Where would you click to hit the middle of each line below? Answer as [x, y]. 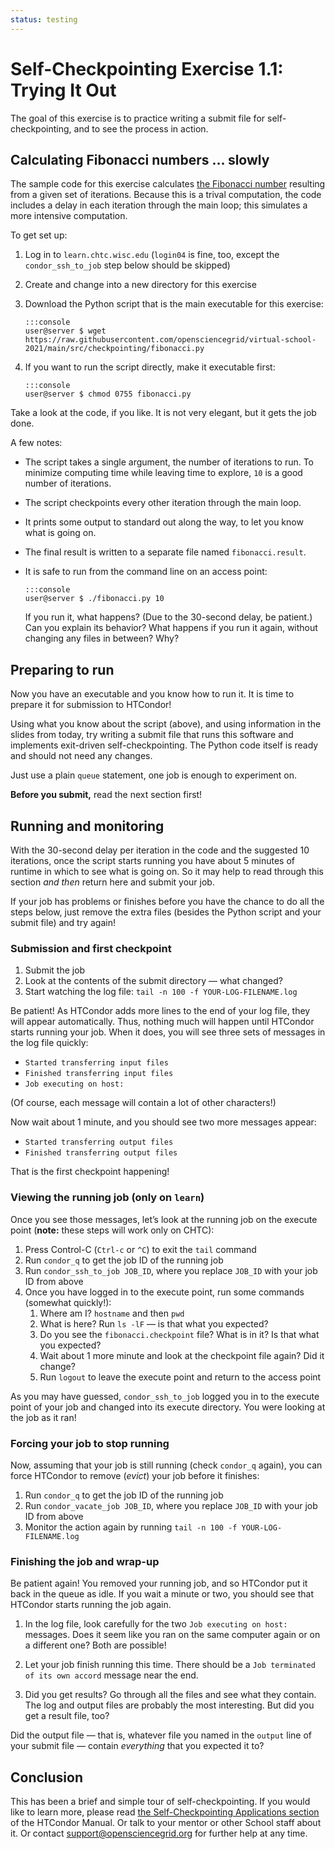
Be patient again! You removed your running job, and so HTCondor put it [159, 1583]
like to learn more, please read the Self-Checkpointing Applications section [165, 1812]
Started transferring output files [99, 1142]
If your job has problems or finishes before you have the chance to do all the [167, 901]
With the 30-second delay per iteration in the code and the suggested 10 [160, 850]
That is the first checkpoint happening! [90, 1172]
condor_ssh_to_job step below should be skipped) [127, 265]
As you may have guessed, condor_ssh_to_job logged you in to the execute [165, 1396]
